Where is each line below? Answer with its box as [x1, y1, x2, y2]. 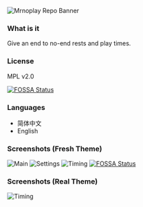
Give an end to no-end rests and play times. [7, 39, 131, 47]
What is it [7, 23, 40, 33]
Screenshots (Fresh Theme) [7, 144, 102, 153]
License [7, 56, 34, 66]
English [16, 127, 38, 135]
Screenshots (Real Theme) [7, 177, 98, 186]
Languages [7, 102, 46, 112]
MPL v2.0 [7, 72, 34, 80]
